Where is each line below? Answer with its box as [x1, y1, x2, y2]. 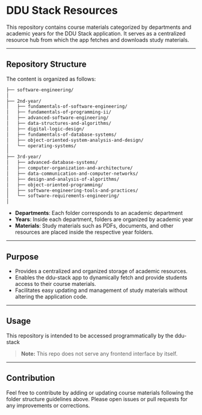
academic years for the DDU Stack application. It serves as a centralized [6, 29, 186, 37]
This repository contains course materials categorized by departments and [6, 23, 192, 31]
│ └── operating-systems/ [6, 142, 77, 149]
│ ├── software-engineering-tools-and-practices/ [6, 187, 138, 193]
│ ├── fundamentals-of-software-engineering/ [6, 103, 128, 110]
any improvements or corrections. [6, 402, 90, 409]
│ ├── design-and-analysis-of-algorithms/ [6, 176, 120, 182]
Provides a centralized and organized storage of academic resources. [14, 267, 188, 274]
